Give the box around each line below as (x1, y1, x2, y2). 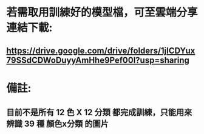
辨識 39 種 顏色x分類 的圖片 (6, 119, 109, 129)
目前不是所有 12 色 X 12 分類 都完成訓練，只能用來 (6, 107, 192, 118)
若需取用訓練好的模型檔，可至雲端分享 (6, 5, 199, 19)
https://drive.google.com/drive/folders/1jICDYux (6, 45, 195, 55)
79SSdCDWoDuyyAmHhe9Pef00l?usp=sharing (6, 55, 190, 65)
